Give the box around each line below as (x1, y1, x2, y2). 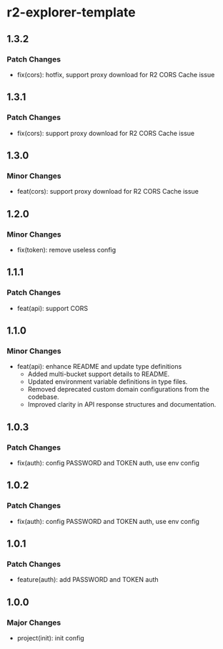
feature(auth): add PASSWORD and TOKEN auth (16, 575, 159, 584)
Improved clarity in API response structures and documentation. (27, 400, 217, 409)
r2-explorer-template (6, 4, 137, 21)
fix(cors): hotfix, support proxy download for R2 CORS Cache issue (16, 70, 215, 79)
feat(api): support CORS (16, 304, 89, 312)
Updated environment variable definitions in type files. (27, 377, 188, 386)
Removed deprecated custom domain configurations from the (27, 385, 210, 394)
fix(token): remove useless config (16, 245, 117, 254)
